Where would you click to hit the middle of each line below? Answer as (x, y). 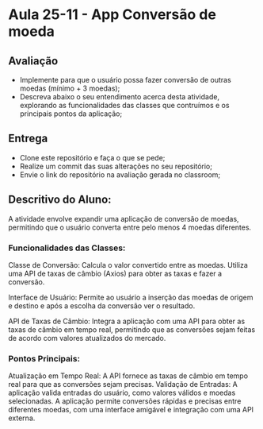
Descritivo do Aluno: (60, 200)
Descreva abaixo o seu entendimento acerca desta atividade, (120, 97)
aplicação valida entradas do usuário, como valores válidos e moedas (122, 393)
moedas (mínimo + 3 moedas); (70, 88)
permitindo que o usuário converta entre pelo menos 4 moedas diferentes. (130, 227)
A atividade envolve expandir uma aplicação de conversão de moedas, (124, 218)
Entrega (28, 139)
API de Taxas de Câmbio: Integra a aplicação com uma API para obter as (127, 321)
